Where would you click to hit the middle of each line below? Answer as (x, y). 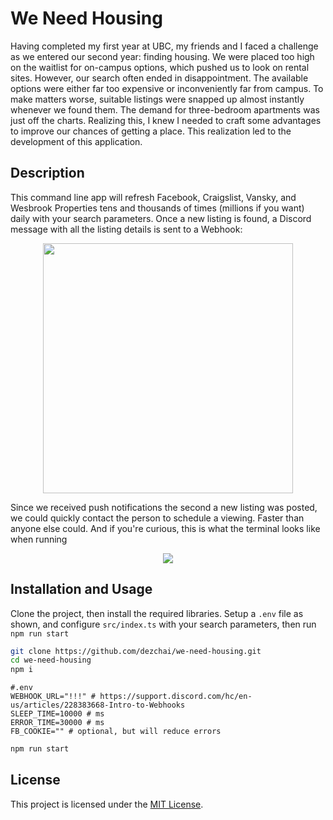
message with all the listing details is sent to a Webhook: (126, 229)
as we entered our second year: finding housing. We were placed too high (162, 56)
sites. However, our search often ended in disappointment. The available (159, 78)
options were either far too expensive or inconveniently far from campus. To (167, 88)
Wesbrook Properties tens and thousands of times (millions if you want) (157, 208)
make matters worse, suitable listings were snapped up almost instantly (157, 99)
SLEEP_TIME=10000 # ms (57, 714)
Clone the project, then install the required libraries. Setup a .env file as (157, 613)
